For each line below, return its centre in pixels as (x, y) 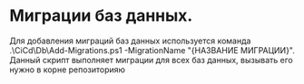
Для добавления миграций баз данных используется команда (130, 41)
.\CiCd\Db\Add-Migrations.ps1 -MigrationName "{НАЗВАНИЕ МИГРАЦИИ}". (152, 50)
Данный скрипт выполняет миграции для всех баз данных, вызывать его (151, 60)
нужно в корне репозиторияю (67, 70)
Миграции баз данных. (101, 16)
